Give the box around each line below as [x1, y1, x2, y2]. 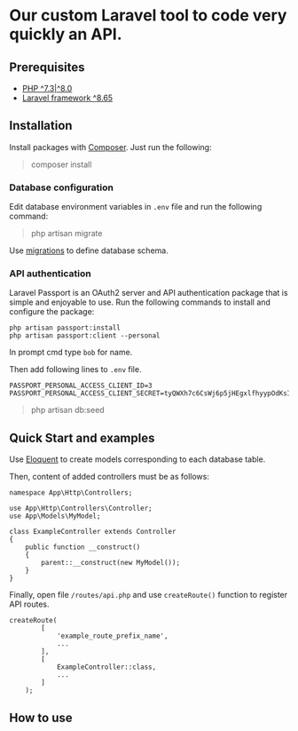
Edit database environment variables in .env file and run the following [9, 202, 263, 212]
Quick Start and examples [9, 430, 155, 445]
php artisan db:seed [30, 405, 105, 416]
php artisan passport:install [9, 323, 122, 333]
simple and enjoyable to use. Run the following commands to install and [9, 297, 271, 307]
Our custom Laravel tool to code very [9, 5, 287, 26]
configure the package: [9, 306, 95, 317]
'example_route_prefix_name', [56, 632, 169, 640]
